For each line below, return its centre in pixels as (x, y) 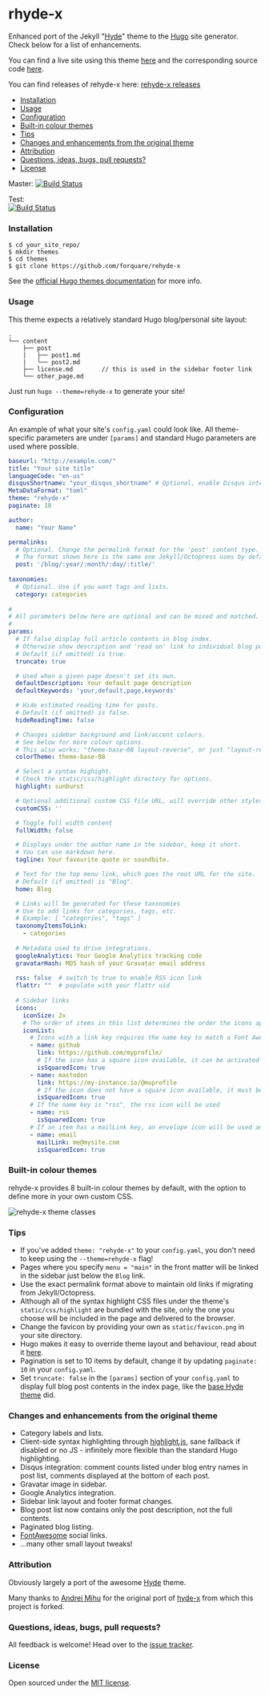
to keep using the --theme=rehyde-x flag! (86, 1259)
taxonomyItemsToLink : (52, 926)
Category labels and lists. (62, 1433)
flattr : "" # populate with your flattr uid (93, 986)
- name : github (55, 1045)
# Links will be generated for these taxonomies (98, 903)
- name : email (53, 1135)
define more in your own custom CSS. (71, 1196)
